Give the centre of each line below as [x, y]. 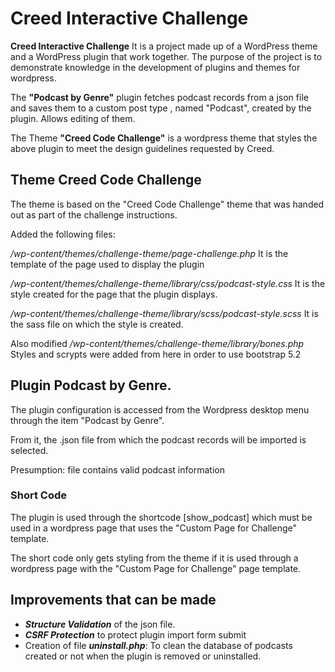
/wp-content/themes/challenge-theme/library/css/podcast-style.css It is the [168, 283]
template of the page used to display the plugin [107, 264]
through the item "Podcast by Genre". [87, 420]
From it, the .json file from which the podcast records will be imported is [158, 439]
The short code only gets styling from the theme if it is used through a [154, 558]
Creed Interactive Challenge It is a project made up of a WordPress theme [164, 46]
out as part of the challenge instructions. [94, 214]
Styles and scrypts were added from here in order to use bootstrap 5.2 [156, 354]
